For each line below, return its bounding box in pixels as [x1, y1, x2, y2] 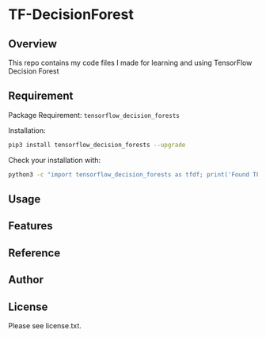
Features [8, 219, 53, 233]
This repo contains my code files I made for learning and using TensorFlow [8, 58, 253, 67]
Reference [8, 246, 61, 259]
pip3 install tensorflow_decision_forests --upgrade [8, 141, 186, 149]
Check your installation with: [8, 155, 101, 165]
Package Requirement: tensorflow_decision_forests [8, 110, 180, 119]
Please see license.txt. [8, 320, 82, 330]
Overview [8, 37, 58, 51]
